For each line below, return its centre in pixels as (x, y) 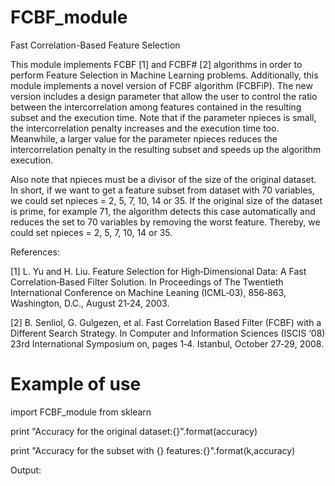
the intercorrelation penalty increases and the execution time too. (145, 128)
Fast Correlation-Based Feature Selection (95, 45)
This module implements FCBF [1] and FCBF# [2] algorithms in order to (156, 64)
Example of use (76, 384)
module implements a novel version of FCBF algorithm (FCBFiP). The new (161, 85)
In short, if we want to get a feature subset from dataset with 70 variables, (162, 190)
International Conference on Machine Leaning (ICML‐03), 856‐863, (148, 292)
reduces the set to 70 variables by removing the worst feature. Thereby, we (165, 222)
